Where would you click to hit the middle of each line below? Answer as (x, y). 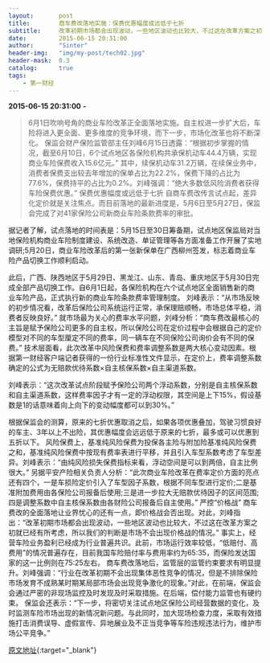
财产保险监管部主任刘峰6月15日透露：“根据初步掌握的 (154, 142)
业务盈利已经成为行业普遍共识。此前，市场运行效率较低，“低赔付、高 (144, 542)
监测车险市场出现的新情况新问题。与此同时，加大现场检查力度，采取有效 (135, 612)
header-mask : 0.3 (39, 61)
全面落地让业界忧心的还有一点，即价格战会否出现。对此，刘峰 (131, 512)
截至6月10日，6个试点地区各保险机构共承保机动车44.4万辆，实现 (149, 153)
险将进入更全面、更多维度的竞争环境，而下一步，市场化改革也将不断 (141, 133)
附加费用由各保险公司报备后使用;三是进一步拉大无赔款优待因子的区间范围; (137, 492)
